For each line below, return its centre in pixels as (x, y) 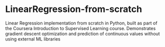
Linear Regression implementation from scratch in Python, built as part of (81, 23)
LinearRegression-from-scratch (74, 9)
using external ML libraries (33, 39)
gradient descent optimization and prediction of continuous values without (82, 33)
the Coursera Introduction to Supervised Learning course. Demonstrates (80, 28)
